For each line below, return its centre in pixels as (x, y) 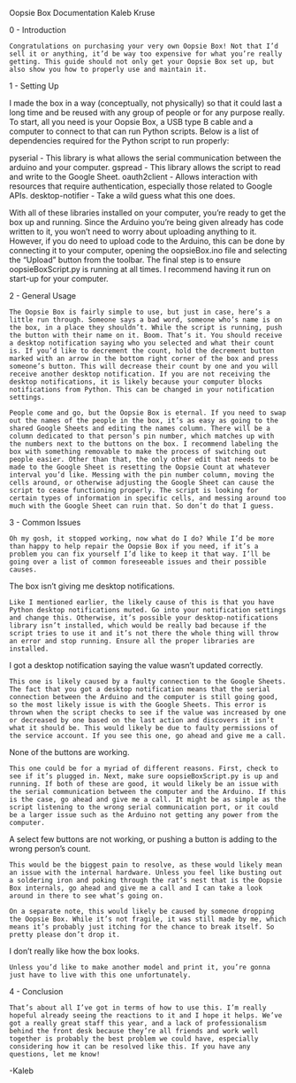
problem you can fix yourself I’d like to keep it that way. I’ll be (140, 554)
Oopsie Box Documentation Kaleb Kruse (82, 13)
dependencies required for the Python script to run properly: (119, 140)
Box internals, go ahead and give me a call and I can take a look (136, 888)
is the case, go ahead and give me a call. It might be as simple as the (148, 799)
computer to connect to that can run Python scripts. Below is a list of (134, 131)
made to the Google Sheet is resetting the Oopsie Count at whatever (140, 467)
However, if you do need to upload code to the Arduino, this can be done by (147, 241)
